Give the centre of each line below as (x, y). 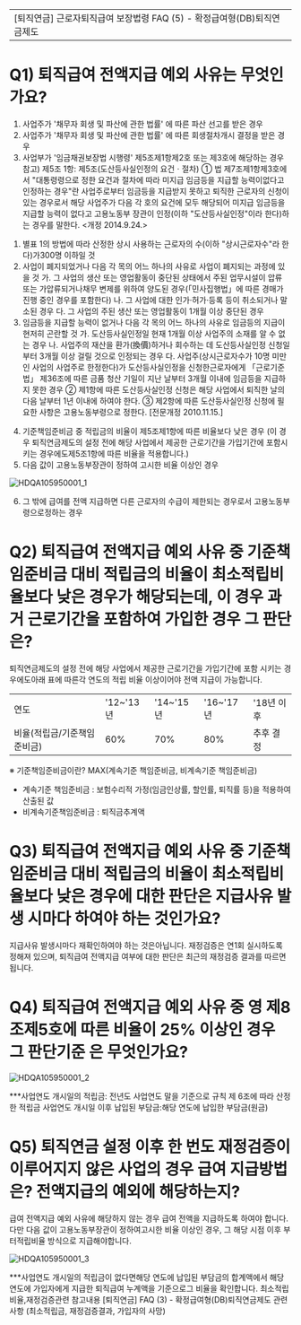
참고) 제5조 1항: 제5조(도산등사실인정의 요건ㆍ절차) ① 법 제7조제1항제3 (147, 169)
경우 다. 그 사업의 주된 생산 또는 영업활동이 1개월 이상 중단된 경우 (151, 311)
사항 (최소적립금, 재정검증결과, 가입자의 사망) (87, 1311)
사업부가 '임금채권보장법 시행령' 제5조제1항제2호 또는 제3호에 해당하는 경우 (153, 157)
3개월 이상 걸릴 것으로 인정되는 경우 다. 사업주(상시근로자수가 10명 (155, 356)
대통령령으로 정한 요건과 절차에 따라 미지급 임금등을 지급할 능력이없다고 (160, 179)
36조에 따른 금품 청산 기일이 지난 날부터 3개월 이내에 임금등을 (155, 378)
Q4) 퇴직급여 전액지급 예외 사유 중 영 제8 (150, 1007)
